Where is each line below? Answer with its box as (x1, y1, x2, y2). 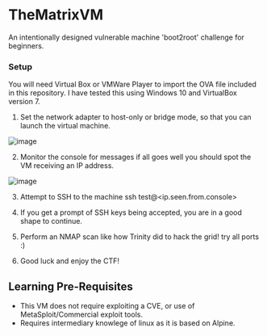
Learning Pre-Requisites (8, 279, 133, 293)
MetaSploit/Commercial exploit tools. (19, 309, 144, 320)
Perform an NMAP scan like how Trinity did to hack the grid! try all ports (19, 232, 260, 241)
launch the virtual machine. (19, 121, 111, 131)
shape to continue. (19, 216, 83, 226)
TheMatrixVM (8, 6, 103, 24)
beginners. (8, 40, 44, 50)
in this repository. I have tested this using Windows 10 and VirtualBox (8, 88, 238, 98)
